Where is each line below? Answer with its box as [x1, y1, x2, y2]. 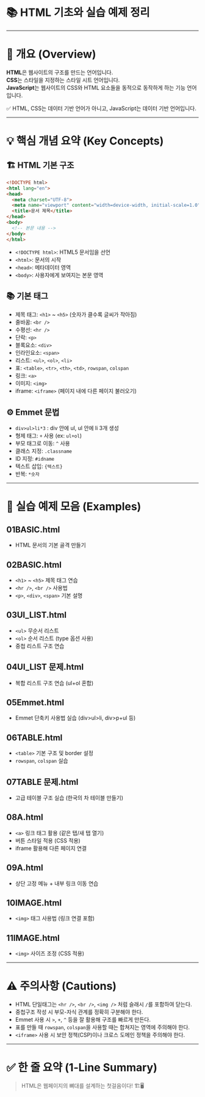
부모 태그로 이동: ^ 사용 [15, 440, 70, 447]
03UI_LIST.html [6, 610, 67, 620]
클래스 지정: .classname [15, 447, 72, 455]
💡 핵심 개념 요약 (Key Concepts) [6, 134, 164, 148]
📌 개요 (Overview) [6, 47, 96, 61]
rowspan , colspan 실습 [15, 757, 68, 765]
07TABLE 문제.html [6, 776, 79, 787]
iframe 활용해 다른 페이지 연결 [15, 844, 87, 852]
